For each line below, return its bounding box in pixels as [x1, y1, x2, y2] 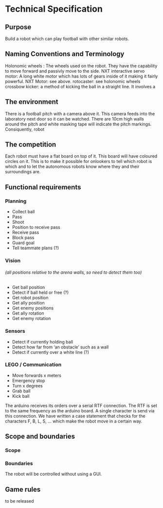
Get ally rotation [12, 310, 45, 316]
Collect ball [12, 209, 35, 215]
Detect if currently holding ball [12, 339, 73, 345]
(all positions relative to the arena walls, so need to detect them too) [5, 269, 142, 275]
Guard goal [12, 240, 35, 246]
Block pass [12, 235, 35, 241]
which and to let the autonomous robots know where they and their [5, 163, 140, 169]
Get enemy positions [12, 305, 54, 311]
